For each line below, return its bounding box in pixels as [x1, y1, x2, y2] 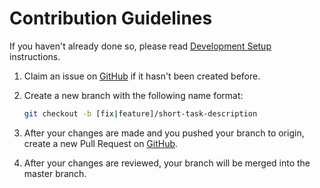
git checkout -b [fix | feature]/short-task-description [23, 108, 258, 119]
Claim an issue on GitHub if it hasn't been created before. [23, 70, 261, 82]
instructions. [9, 50, 61, 62]
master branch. [23, 167, 87, 179]
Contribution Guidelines [9, 7, 213, 30]
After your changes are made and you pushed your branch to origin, [23, 127, 305, 139]
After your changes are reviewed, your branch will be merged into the [23, 157, 311, 169]
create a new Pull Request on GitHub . [23, 137, 179, 149]
